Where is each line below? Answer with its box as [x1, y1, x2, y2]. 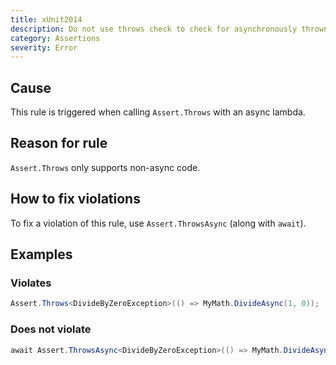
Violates [10, 276, 52, 290]
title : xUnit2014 [10, 14, 83, 25]
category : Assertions [10, 33, 101, 43]
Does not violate [10, 322, 92, 336]
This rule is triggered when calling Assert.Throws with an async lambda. [10, 106, 306, 118]
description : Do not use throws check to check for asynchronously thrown [10, 24, 329, 34]
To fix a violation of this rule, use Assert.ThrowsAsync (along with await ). [10, 217, 307, 229]
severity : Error [10, 42, 78, 53]
